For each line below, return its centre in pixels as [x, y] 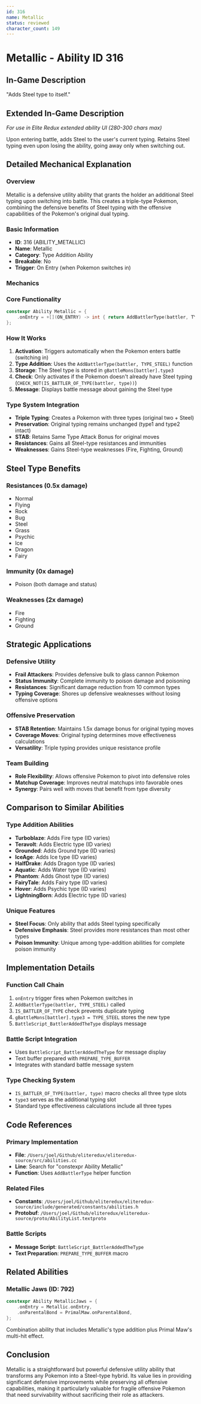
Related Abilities [37, 1272]
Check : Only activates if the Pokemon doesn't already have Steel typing [103, 377]
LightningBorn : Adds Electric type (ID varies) [71, 895]
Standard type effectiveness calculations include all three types [93, 1106]
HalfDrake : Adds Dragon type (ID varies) [65, 863]
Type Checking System [41, 1080]
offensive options [36, 700]
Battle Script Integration [42, 1039]
